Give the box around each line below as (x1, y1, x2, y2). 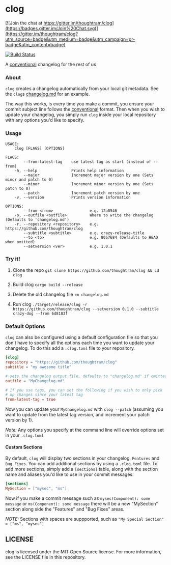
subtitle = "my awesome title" (5, 364, 72, 370)
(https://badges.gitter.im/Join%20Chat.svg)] (5, 25, 98, 31)
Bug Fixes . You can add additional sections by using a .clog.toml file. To (5, 461, 158, 467)
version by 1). (5, 417, 34, 423)
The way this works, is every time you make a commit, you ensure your (5, 101, 154, 107)
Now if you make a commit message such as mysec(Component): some (5, 495, 151, 501)
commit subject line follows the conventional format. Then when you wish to (5, 106, 165, 112)
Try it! (5, 256, 20, 263)
